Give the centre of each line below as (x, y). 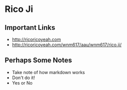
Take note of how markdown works (48, 72)
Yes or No (22, 83)
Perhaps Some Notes (38, 60)
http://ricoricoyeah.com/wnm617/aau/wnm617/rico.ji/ (67, 45)
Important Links (30, 28)
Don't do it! (24, 78)
